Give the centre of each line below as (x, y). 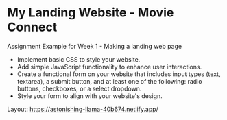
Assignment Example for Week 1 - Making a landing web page (95, 46)
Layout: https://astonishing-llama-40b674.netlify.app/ (83, 109)
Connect (32, 27)
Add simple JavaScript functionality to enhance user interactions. (109, 67)
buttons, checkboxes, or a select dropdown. (79, 88)
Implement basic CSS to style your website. (79, 59)
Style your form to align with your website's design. (89, 96)
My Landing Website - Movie (91, 13)
